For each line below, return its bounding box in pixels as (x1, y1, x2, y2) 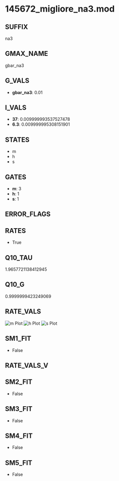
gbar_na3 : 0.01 (12, 89, 43, 95)
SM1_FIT (5, 334, 32, 343)
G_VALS (5, 77, 30, 85)
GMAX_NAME (5, 50, 49, 58)
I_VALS (5, 103, 27, 112)
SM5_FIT (5, 459, 33, 467)
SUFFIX (5, 23, 28, 31)
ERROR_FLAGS (5, 210, 51, 218)
